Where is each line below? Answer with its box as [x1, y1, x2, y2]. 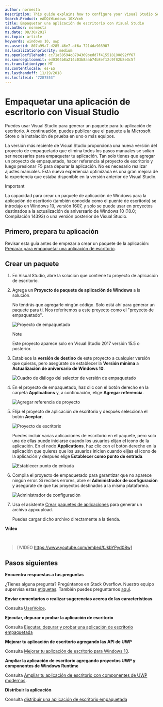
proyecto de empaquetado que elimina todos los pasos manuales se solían [5, 147, 154, 154]
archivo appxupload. [12, 507, 53, 513]
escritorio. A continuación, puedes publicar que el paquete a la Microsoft [5, 128, 151, 134]
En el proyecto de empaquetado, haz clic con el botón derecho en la [12, 384, 149, 390]
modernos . [5, 678, 27, 684]
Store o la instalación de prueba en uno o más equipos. [5, 133, 115, 139]
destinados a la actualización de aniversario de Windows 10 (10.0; [5, 208, 137, 214]
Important [5, 183, 25, 189]
